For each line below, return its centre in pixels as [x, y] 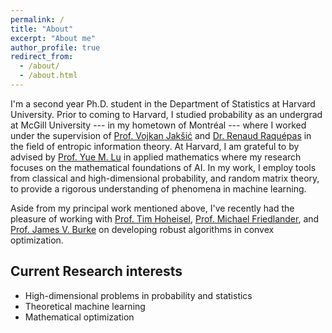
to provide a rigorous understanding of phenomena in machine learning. [158, 188]
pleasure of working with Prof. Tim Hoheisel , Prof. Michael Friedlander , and [165, 218]
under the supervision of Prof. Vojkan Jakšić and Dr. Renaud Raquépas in [161, 135]
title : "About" [42, 29]
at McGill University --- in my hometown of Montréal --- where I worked [158, 125]
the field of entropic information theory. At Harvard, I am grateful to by [155, 146]
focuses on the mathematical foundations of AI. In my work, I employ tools [163, 167]
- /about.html [48, 76]
